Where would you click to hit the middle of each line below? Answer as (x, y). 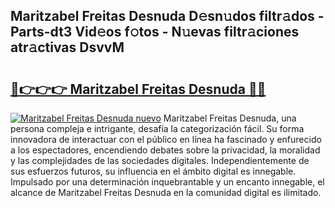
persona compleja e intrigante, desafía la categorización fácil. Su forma (157, 128)
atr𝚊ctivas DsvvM (67, 47)
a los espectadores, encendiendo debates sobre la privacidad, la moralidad (165, 150)
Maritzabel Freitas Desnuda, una (230, 118)
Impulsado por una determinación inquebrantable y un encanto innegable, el (167, 182)
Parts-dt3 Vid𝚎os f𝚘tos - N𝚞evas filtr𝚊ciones (155, 32)
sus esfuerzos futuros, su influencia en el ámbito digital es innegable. (153, 171)
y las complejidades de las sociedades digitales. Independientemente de (160, 160)
